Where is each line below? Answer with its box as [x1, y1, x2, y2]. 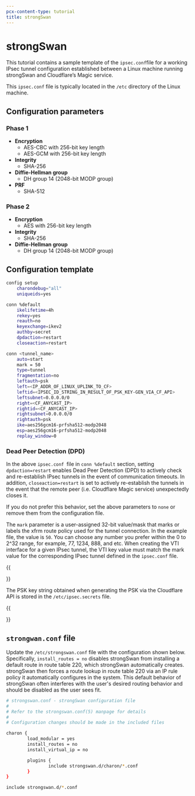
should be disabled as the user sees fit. [6, 686, 102, 693]
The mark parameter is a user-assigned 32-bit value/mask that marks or [6, 521, 180, 529]
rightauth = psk [16, 417, 51, 423]
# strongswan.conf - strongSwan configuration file [6, 697, 135, 703]
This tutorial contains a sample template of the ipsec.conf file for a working [6, 59, 187, 66]
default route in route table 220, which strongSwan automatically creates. [6, 661, 184, 668]
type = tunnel [16, 367, 46, 373]
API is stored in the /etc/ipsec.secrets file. [6, 593, 111, 600]
